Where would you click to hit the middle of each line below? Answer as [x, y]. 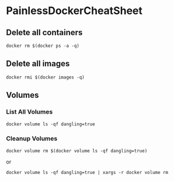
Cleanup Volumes [32, 139]
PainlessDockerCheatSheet [74, 11]
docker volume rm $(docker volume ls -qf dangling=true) [77, 151]
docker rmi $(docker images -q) [45, 77]
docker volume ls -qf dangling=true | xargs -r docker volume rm [87, 172]
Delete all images [38, 64]
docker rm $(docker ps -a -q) [43, 46]
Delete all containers [44, 33]
